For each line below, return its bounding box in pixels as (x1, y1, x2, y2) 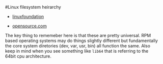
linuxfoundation (12, 14, 44, 19)
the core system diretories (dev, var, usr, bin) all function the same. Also (5, 43, 151, 48)
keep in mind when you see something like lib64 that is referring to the (5, 48, 149, 54)
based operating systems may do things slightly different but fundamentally (5, 38, 158, 43)
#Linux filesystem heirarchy (5, 4, 61, 10)
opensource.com (12, 23, 47, 29)
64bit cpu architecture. (5, 53, 52, 59)
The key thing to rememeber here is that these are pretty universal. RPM (5, 33, 151, 38)
